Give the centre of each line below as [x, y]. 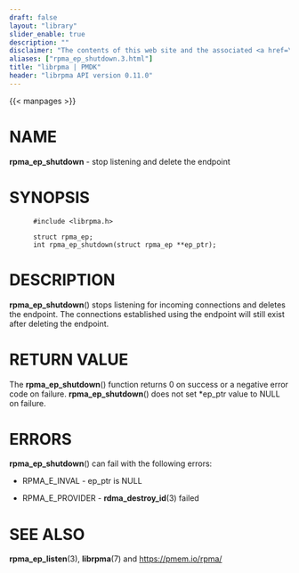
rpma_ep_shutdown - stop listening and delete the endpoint [120, 161]
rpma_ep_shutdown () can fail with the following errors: [111, 463]
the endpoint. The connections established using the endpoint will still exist [147, 314]
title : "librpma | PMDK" [55, 68]
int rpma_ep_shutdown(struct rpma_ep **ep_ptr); [125, 245]
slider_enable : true [48, 34]
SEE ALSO [47, 534]
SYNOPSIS [50, 197]
